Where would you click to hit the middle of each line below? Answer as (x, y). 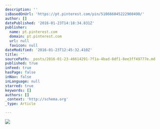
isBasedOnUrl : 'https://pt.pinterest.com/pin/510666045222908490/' (75, 14)
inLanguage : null (23, 81)
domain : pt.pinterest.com (36, 37)
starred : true (19, 86)
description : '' (21, 9)
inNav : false (18, 77)
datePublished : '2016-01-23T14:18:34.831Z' (50, 23)
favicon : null (24, 45)
